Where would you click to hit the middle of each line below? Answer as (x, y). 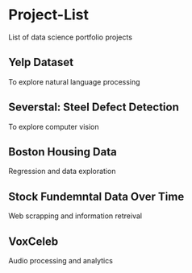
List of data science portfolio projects (71, 37)
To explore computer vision (54, 126)
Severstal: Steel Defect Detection (94, 108)
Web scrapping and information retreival (75, 216)
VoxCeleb (33, 241)
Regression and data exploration (62, 172)
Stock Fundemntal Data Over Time (96, 196)
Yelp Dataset (41, 62)
